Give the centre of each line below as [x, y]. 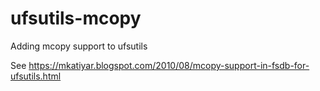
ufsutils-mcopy [76, 18]
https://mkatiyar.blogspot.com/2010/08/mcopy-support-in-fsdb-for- [169, 65]
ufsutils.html [36, 76]
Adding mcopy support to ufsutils [79, 46]
